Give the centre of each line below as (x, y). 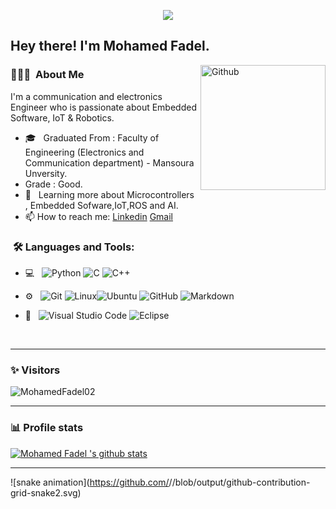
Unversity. (46, 173)
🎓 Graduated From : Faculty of (92, 137)
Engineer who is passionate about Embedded (103, 107)
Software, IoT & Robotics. (62, 117)
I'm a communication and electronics (86, 96)
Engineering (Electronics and (84, 152)
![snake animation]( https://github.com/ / (91, 482)
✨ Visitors (35, 370)
